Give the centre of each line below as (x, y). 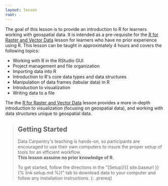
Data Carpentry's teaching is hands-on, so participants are (79, 141)
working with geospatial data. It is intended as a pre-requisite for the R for (82, 34)
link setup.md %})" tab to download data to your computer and (90, 173)
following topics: (22, 51)
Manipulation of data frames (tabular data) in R (61, 82)
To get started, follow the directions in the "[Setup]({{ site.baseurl (86, 167)
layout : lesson (21, 10)
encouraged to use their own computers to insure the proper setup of (90, 147)
